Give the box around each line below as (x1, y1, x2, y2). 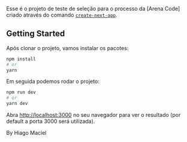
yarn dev (6, 101, 28, 107)
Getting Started (6, 29, 65, 39)
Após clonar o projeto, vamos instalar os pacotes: (6, 44, 129, 51)
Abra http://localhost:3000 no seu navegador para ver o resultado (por (6, 112, 181, 119)
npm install (6, 56, 36, 62)
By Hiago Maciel (6, 129, 47, 137)
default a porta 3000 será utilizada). (6, 118, 95, 125)
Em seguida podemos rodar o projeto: (6, 78, 100, 85)
